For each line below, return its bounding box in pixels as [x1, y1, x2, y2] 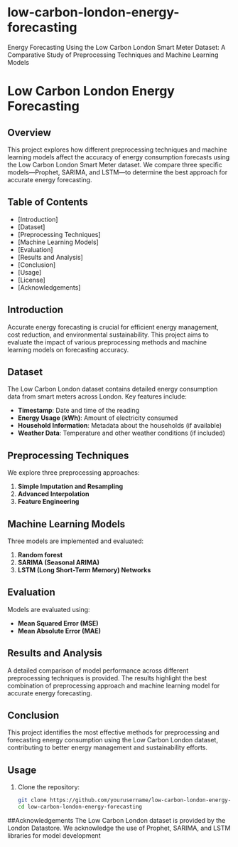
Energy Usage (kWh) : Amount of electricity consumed [17, 414, 178, 422]
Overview [7, 126, 52, 139]
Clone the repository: [17, 783, 80, 791]
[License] [17, 275, 46, 284]
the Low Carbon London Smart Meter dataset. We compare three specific [7, 160, 222, 169]
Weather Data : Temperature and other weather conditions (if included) [17, 428, 226, 438]
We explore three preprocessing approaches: [7, 468, 140, 477]
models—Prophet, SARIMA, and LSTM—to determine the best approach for [7, 168, 228, 177]
